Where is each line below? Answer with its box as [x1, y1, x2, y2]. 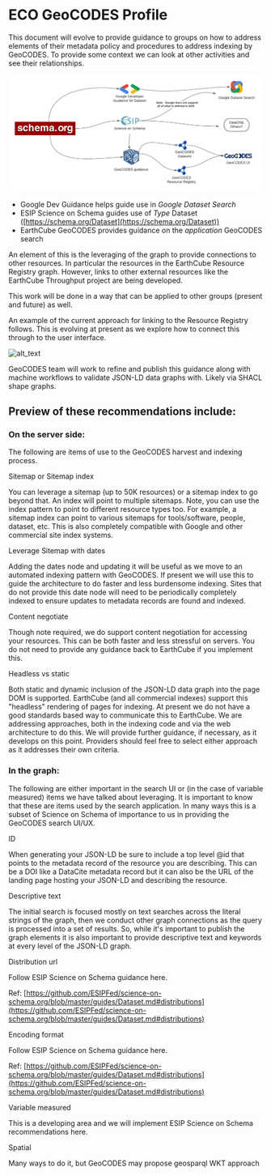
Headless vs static [8, 669, 70, 679]
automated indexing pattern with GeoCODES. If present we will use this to [8, 570, 254, 580]
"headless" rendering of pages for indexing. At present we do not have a [8, 702, 251, 712]
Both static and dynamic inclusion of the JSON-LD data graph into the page [8, 684, 260, 694]
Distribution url [8, 957, 58, 966]
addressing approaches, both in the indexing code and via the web [8, 719, 231, 729]
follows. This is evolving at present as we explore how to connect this [8, 324, 240, 334]
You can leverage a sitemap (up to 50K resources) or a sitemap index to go [8, 488, 258, 497]
